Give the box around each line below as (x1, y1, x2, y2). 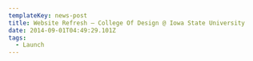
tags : (8, 33, 26, 42)
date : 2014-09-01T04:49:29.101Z (8, 26, 116, 34)
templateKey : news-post (8, 11, 88, 20)
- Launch (15, 41, 45, 49)
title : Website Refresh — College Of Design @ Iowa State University (8, 19, 246, 27)
